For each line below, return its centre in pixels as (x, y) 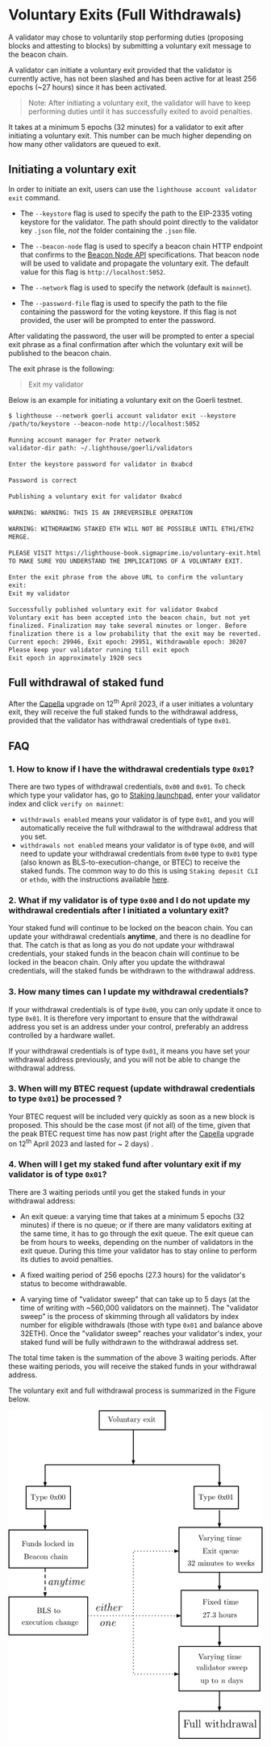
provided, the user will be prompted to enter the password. (118, 320)
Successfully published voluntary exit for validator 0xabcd (113, 610)
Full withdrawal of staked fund (86, 683)
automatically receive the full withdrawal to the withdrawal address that (139, 827)
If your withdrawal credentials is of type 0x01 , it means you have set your (129, 1050)
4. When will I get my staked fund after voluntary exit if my (125, 1164)
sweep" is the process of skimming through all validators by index (129, 1316)
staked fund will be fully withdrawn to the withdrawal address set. (129, 1342)
